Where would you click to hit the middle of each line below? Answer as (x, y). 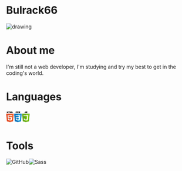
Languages (34, 97)
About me (31, 50)
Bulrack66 (32, 10)
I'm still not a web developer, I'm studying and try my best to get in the (91, 67)
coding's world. (25, 73)
